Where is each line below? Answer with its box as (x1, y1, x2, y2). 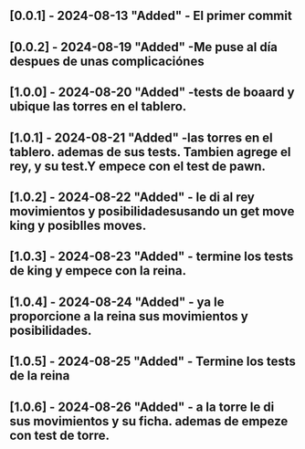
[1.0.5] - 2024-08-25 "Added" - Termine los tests (9, 354, 297, 370)
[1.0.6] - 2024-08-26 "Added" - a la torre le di (9, 399, 275, 414)
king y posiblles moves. (9, 217, 147, 233)
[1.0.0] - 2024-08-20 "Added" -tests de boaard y (9, 85, 295, 100)
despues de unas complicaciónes (9, 53, 205, 68)
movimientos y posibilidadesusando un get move (9, 204, 295, 219)
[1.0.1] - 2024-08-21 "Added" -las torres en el (9, 130, 273, 145)
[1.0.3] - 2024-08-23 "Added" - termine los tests (9, 249, 294, 265)
